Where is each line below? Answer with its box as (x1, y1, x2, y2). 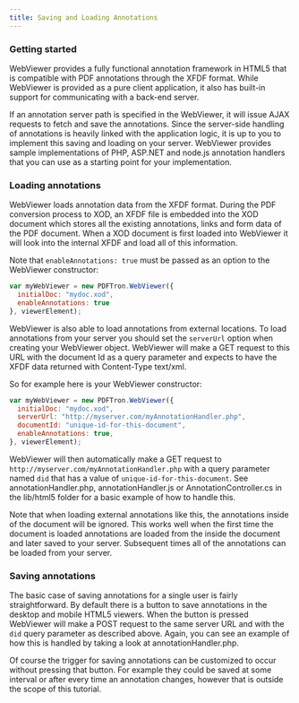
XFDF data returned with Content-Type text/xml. (9, 360, 187, 372)
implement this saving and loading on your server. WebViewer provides (9, 137, 271, 148)
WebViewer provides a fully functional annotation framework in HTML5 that (9, 63, 287, 74)
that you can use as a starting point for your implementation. (9, 156, 233, 167)
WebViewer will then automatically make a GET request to (9, 454, 222, 464)
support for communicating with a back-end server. (9, 91, 200, 102)
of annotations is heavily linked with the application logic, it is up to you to (9, 127, 282, 139)
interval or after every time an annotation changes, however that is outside (9, 674, 284, 685)
